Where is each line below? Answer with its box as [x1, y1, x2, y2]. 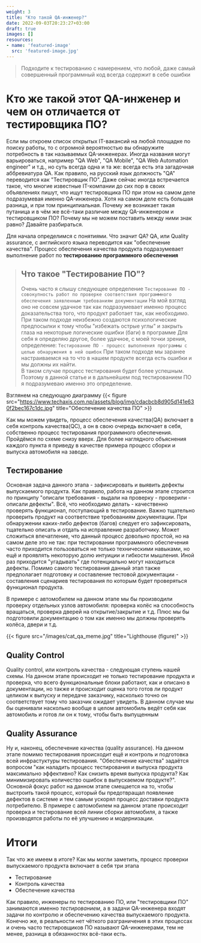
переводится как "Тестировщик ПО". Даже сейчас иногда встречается [6, 176, 190, 183]
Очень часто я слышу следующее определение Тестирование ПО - [20, 285, 191, 292]
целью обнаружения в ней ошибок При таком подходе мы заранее [20, 347, 185, 355]
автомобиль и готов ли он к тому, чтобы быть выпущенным [6, 711, 159, 718]
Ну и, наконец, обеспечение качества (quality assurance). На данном [6, 744, 184, 752]
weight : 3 [6, 8, 31, 15]
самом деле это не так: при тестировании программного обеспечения [6, 539, 189, 546]
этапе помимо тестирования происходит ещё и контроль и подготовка [6, 750, 189, 758]
